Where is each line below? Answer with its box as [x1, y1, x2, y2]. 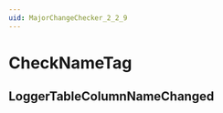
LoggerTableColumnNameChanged [8, 88, 215, 105]
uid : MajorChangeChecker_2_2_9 [8, 13, 128, 23]
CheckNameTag [8, 52, 133, 73]
